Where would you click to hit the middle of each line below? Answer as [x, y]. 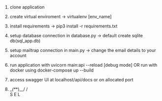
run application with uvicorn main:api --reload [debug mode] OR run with [83, 65]
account [18, 55]
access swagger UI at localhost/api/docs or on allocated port [71, 80]
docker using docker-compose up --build [52, 70]
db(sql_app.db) [25, 41]
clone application [27, 7]
